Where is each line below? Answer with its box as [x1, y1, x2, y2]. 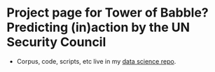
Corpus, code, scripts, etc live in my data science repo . [16, 57, 176, 65]
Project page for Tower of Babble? [6, 5, 209, 21]
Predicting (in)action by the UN [6, 19, 190, 35]
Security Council [6, 35, 106, 50]
